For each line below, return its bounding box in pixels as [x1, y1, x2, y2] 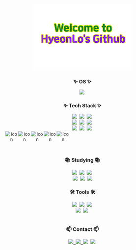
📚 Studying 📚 [64, 156, 101, 163]
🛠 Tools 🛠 [69, 188, 96, 195]
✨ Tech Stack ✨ [63, 102, 102, 109]
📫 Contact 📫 [66, 226, 99, 233]
